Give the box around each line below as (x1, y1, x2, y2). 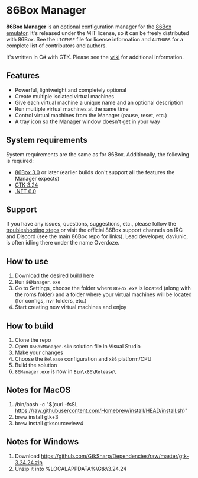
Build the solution (14, 362, 57, 368)
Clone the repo (14, 336, 51, 344)
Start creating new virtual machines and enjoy (14, 303, 127, 311)
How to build (6, 320, 54, 331)
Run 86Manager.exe (14, 278, 61, 285)
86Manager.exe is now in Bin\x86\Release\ (14, 368, 116, 375)
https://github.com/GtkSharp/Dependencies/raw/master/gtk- (41, 453, 189, 460)
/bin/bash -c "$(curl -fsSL (14, 400, 78, 408)
